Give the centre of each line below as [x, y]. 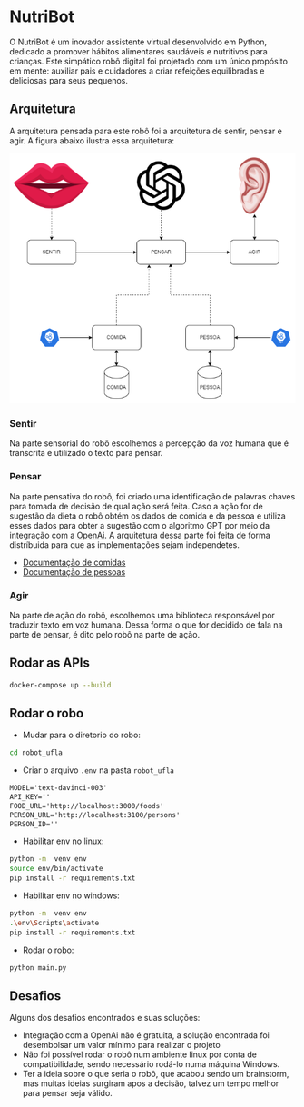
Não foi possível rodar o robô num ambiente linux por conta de [139, 1054]
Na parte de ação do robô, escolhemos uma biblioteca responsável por [142, 615]
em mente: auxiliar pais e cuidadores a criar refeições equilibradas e [137, 71]
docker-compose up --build [60, 685]
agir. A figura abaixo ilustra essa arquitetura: [92, 140]
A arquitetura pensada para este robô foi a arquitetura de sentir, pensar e [146, 131]
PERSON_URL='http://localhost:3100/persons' [95, 815]
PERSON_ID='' [34, 825]
